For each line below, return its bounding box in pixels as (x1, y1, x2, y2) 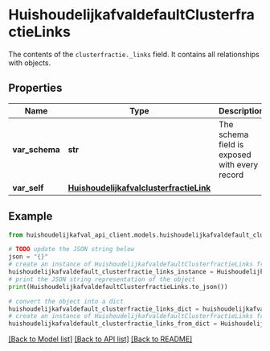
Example (8, 209, 53, 223)
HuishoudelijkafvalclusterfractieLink (67, 182, 211, 193)
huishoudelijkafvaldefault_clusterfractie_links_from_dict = (8, 320, 218, 328)
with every (218, 159, 259, 170)
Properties (8, 81, 63, 95)
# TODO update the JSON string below (8, 246, 135, 254)
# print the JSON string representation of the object (8, 275, 196, 283)
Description (218, 105, 265, 116)
